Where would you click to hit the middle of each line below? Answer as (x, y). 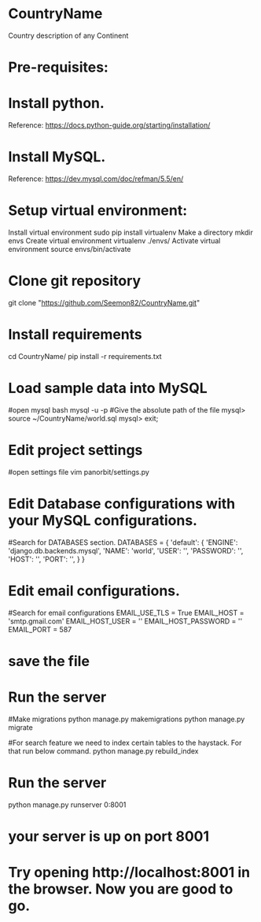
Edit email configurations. (94, 591)
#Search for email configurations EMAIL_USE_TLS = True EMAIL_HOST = (126, 613)
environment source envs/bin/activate (70, 249)
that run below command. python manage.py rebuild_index (103, 751)
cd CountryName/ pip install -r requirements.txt (85, 356)
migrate (20, 727)
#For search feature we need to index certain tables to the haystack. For (125, 742)
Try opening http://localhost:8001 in (129, 872)
